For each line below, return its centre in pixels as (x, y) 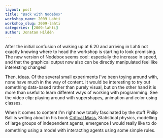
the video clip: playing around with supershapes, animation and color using (81, 98)
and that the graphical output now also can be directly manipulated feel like (81, 62)
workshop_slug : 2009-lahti (33, 23)
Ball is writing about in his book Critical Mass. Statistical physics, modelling (81, 118)
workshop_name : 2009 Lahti (33, 19)
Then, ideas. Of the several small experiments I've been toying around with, (82, 77)
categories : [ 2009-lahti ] (32, 28)
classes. (14, 103)
